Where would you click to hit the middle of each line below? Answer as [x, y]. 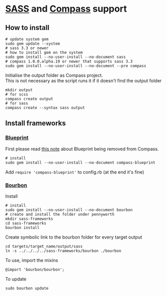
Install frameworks [36, 123]
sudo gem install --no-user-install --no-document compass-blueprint [80, 162]
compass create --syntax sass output [45, 108]
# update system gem [27, 39]
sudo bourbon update [27, 288]
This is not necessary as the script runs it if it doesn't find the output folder [83, 81]
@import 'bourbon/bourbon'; [35, 270]
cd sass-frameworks [26, 223]
